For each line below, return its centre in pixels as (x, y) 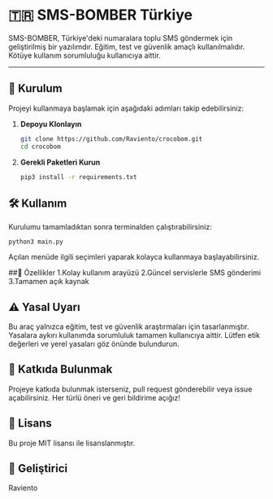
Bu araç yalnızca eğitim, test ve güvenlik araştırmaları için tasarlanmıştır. (129, 326)
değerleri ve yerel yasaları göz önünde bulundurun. (94, 344)
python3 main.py (36, 242)
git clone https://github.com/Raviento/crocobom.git (111, 139)
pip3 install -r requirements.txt (78, 177)
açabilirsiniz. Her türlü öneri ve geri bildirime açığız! (94, 397)
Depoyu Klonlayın (51, 124)
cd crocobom (40, 147)
